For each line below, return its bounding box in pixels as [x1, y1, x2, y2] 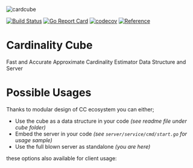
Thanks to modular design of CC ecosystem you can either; [6, 105, 154, 113]
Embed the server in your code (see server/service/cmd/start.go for [14, 130, 188, 137]
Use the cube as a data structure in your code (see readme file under [14, 117, 187, 125]
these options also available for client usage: [6, 154, 117, 162]
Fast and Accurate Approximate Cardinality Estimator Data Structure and [6, 58, 186, 66]
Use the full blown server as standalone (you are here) [14, 143, 151, 150]
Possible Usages [6, 86, 92, 99]
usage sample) [14, 136, 52, 144]
